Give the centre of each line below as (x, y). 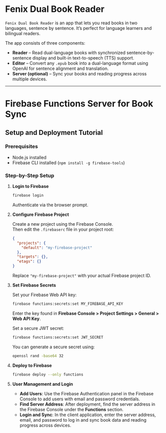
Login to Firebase (30, 186)
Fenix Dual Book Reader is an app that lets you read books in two (71, 23)
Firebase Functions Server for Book (79, 104)
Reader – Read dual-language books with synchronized (69, 53)
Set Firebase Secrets (34, 285)
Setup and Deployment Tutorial (54, 132)
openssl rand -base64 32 (38, 356)
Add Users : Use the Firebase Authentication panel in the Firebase (87, 393)
